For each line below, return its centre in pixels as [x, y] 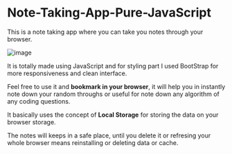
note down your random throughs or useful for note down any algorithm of [113, 94]
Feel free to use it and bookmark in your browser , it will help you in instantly [116, 86]
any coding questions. [39, 101]
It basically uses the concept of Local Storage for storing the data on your [113, 115]
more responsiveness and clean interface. [67, 73]
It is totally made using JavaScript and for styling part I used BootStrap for [113, 66]
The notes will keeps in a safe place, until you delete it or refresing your [109, 135]
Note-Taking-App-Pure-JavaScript [109, 13]
